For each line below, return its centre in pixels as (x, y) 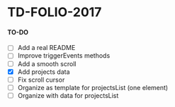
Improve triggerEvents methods (64, 56)
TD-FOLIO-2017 (55, 12)
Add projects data (44, 72)
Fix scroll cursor (41, 80)
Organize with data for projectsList (68, 95)
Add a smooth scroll (47, 63)
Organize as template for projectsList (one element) (93, 87)
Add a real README (46, 48)
